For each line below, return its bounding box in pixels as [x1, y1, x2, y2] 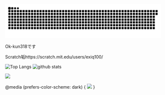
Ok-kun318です [5, 43, 36, 49]
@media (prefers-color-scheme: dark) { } [5, 84, 95, 90]
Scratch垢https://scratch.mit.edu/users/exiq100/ [5, 54, 103, 60]
